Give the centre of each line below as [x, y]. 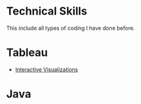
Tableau [27, 53]
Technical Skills [47, 11]
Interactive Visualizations [46, 69]
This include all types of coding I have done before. [70, 28]
